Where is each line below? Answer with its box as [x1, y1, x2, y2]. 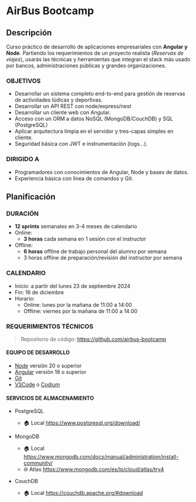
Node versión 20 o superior [14, 362, 82, 369]
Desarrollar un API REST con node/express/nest [14, 103, 132, 110]
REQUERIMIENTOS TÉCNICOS [6, 322, 93, 330]
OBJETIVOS [6, 77, 41, 85]
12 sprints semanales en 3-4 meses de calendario [14, 223, 138, 230]
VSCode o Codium [14, 381, 60, 388]
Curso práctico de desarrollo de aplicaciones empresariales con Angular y [6, 43, 188, 50]
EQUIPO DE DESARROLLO [6, 349, 70, 356]
